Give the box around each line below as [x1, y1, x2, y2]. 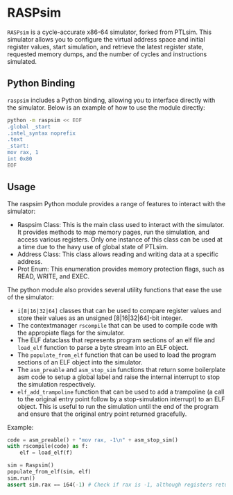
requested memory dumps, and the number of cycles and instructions [7, 50, 207, 58]
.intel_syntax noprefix [7, 130, 76, 137]
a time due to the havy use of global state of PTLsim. [17, 242, 169, 251]
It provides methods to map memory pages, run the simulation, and [17, 228, 209, 236]
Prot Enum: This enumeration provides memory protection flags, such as [17, 265, 225, 273]
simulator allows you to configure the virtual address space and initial [7, 35, 206, 43]
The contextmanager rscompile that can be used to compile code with [17, 321, 218, 329]
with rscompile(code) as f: [7, 443, 89, 450]
